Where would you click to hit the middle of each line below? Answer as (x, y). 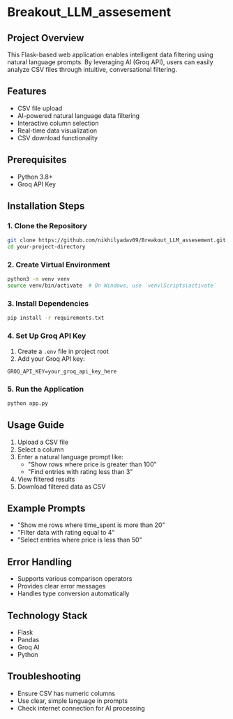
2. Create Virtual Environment (59, 265)
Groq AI (28, 647)
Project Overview (46, 38)
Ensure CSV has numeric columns (66, 693)
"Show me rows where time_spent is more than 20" (91, 525)
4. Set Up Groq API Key (47, 336)
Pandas (28, 640)
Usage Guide (36, 425)
